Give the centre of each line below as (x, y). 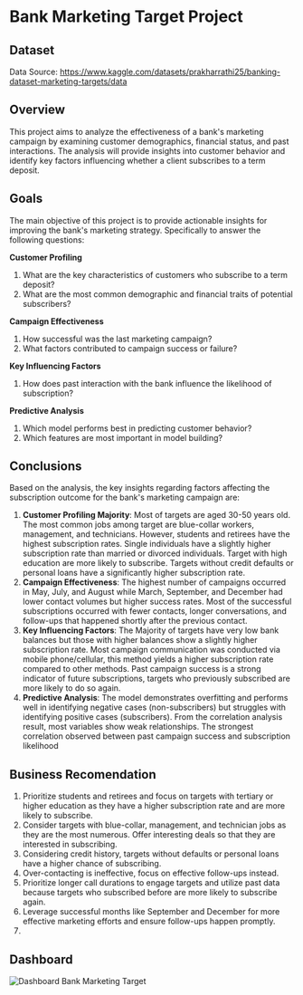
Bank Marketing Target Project (127, 17)
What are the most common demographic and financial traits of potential (158, 294)
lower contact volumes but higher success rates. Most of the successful (157, 602)
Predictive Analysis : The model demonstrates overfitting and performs (155, 698)
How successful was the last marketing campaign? (117, 339)
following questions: (47, 239)
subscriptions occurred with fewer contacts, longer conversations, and (154, 611)
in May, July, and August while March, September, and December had (152, 592)
